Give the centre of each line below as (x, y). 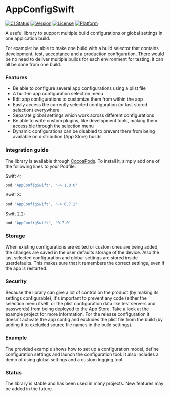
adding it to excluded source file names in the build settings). (69, 325)
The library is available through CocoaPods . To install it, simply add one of (83, 161)
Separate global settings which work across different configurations (83, 115)
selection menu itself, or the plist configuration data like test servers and (80, 303)
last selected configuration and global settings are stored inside (72, 258)
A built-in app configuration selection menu (58, 94)
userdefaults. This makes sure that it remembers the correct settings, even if (85, 263)
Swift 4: (13, 176)
